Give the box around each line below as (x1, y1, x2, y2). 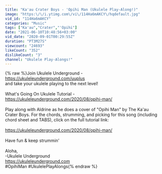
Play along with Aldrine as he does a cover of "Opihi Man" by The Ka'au (5, 107, 149, 113)
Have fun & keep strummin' (5, 137, 60, 144)
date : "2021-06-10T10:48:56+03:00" (5, 30, 77, 35)
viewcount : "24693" (5, 43, 45, 48)
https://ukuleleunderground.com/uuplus (5, 76, 85, 81)
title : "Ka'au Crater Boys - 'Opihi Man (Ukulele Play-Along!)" (5, 7, 138, 12)
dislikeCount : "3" (5, 52, 42, 58)
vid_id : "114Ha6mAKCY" (5, 16, 51, 21)
